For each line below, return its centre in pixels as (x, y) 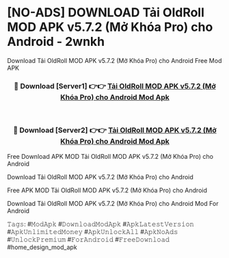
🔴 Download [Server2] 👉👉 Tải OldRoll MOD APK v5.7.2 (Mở (115, 130)
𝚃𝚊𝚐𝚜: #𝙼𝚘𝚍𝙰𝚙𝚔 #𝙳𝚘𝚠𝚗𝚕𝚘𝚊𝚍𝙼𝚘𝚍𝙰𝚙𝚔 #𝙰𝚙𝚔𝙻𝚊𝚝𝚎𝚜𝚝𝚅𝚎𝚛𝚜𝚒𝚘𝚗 (101, 224)
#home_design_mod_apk (42, 247)
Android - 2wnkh (56, 42)
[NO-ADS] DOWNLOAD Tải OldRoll (106, 13)
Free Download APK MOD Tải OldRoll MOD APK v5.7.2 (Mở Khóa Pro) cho (110, 156)
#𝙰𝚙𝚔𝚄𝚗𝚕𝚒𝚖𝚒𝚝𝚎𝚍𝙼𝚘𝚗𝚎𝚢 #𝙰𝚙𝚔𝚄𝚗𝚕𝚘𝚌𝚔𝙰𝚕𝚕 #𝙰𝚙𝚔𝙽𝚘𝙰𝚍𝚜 (93, 231)
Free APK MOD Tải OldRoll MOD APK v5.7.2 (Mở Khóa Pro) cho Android (107, 190)
